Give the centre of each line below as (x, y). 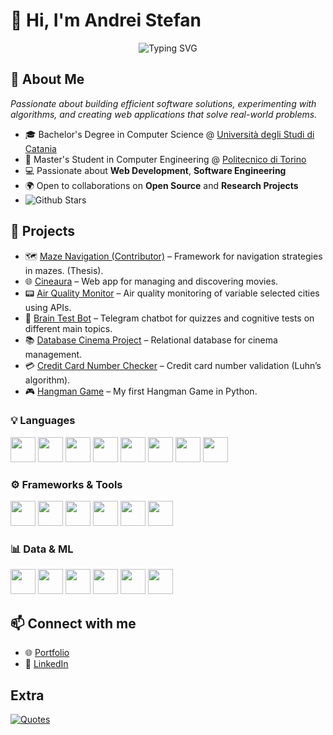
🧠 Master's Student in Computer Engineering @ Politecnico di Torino (165, 159)
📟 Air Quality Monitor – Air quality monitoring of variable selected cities (172, 293)
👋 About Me (47, 79)
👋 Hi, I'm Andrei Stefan (106, 20)
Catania (40, 148)
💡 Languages (43, 421)
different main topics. (68, 328)
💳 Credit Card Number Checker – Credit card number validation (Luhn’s (173, 365)
